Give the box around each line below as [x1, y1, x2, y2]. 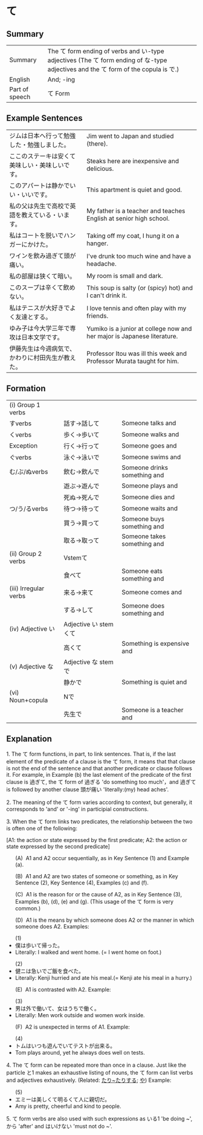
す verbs [9, 419, 32, 428]
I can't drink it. [86, 291, 127, 300]
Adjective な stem [63, 658, 114, 666]
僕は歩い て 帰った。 [14, 942, 63, 949]
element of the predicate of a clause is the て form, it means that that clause [6, 758, 195, 765]
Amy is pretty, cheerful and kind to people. [14, 1102, 121, 1110]
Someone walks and [121, 430, 179, 439]
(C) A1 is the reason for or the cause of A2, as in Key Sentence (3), [14, 891, 182, 898]
